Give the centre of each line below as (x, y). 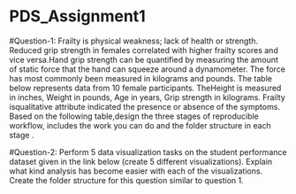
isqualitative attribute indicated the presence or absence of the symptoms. (145, 106)
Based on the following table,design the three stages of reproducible (134, 116)
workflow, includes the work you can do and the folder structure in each (140, 125)
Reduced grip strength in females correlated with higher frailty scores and (144, 50)
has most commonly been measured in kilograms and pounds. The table (140, 78)
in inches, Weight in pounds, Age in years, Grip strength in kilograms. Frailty (147, 97)
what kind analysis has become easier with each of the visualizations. (136, 171)
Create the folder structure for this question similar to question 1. (127, 180)
